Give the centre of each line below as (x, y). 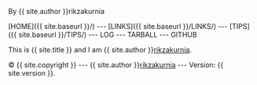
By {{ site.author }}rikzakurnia (56, 11)
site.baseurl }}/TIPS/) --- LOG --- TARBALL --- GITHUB (108, 35)
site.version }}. (32, 73)
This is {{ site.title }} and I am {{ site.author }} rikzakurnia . (100, 50)
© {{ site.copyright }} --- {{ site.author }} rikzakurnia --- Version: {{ (116, 65)
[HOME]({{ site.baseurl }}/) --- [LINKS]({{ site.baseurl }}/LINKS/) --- (118, 26)
